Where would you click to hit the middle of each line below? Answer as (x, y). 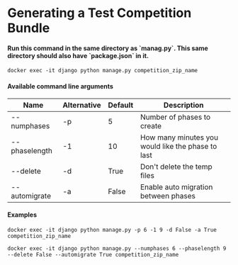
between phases (168, 196)
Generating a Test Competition (100, 13)
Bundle (29, 28)
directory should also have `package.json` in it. (78, 55)
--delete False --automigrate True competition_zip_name (93, 254)
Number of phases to (176, 117)
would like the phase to (179, 146)
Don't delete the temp (176, 167)
